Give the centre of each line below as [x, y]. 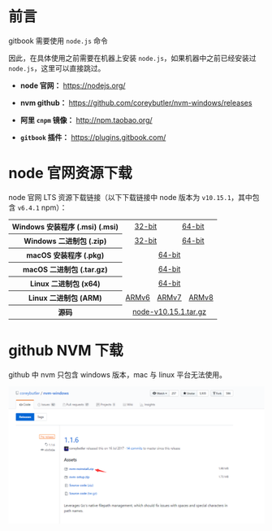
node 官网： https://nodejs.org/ [73, 85]
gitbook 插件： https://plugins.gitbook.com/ [93, 137]
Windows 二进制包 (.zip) [65, 242]
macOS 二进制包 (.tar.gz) [65, 270]
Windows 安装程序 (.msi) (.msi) [65, 227]
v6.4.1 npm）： [42, 207]
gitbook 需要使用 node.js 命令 [58, 41]
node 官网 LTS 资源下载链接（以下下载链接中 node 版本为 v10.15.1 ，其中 [131, 197]
